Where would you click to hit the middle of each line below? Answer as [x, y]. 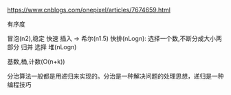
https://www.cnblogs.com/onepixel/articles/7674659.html [89, 10]
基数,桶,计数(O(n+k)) [36, 62]
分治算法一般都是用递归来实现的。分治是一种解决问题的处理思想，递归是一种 [115, 76]
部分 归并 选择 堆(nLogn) [42, 47]
